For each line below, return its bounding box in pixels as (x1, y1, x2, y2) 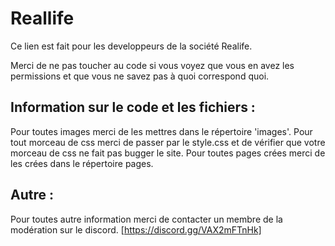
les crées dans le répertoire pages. (10, 157, 154, 169)
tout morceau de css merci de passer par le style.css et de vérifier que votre (10, 136, 326, 148)
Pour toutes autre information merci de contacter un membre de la (10, 213, 283, 225)
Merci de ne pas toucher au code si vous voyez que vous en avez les (10, 59, 295, 71)
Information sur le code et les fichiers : (10, 99, 256, 116)
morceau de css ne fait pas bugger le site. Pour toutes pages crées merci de (10, 147, 326, 159)
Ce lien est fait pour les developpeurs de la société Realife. (10, 40, 253, 52)
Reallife (10, 7, 75, 30)
